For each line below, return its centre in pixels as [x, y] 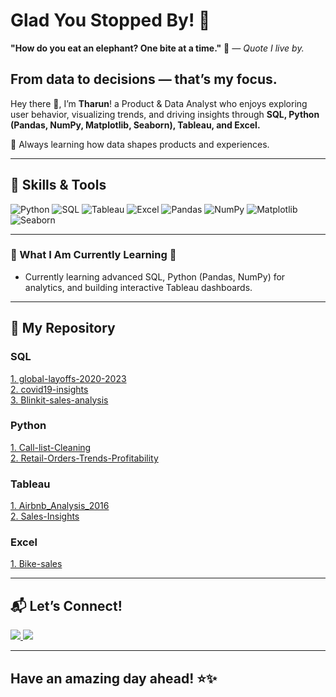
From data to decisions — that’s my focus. [144, 79]
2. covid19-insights [49, 389]
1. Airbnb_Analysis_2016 [60, 506]
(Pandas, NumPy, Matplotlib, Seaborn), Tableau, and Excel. [135, 125]
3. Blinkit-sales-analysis [59, 400]
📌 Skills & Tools [58, 185]
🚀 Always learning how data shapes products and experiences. [140, 144]
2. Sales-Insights [45, 516]
